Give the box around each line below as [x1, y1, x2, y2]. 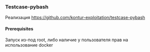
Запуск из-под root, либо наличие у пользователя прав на [5, 37, 129, 43]
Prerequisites [5, 26, 34, 31]
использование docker [5, 42, 53, 48]
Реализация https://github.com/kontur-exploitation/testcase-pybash [5, 15, 145, 21]
